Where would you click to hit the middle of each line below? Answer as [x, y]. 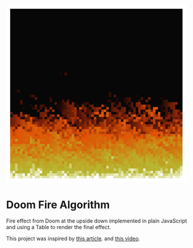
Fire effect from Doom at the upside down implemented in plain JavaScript [97, 221]
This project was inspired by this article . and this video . [73, 239]
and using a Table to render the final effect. [58, 227]
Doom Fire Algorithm [58, 205]
